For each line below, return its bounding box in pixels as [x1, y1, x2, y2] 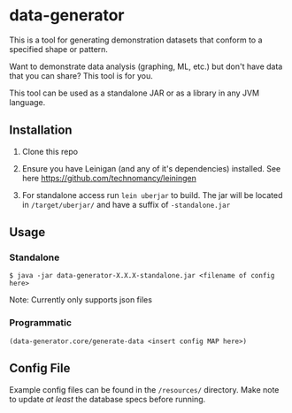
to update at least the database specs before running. [9, 394, 206, 404]
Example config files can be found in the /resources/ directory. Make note [9, 384, 280, 394]
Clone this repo [21, 146, 78, 157]
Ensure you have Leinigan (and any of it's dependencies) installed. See [21, 163, 281, 173]
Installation [9, 123, 73, 138]
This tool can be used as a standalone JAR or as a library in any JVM [9, 88, 259, 98]
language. [9, 96, 46, 107]
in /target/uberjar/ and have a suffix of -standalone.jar [21, 199, 231, 210]
